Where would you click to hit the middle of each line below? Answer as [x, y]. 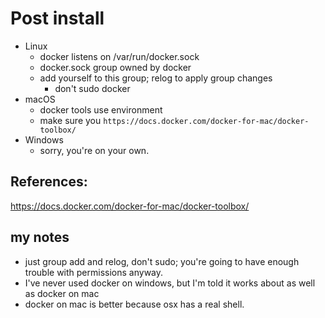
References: [49, 182]
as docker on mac [62, 293]
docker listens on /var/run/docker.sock [119, 56]
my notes [40, 237]
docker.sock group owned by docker [115, 67]
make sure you [70, 120]
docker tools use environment [101, 109]
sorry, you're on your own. [94, 150]
